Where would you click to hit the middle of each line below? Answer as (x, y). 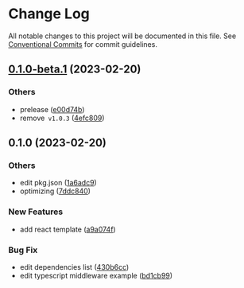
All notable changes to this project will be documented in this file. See (122, 36)
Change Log (49, 14)
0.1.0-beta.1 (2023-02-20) (75, 70)
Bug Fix (23, 250)
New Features (36, 212)
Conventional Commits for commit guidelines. (83, 44)
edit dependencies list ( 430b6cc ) (74, 267)
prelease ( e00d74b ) (52, 109)
